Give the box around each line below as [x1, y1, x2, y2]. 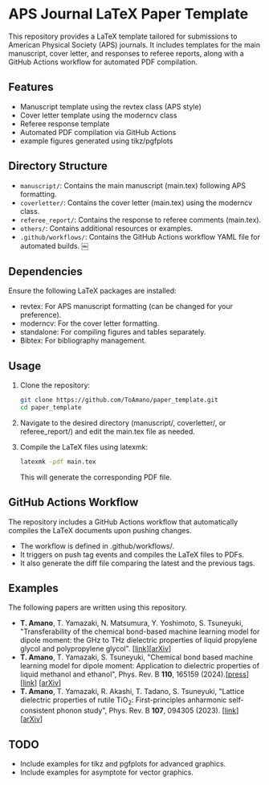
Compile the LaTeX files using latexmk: [19, 442, 149, 451]
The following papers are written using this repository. [8, 602, 187, 612]
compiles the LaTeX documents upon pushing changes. [8, 525, 192, 535]
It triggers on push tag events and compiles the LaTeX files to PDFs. [19, 549, 245, 559]
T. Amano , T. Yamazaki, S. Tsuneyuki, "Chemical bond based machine [19, 652, 254, 662]
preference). [19, 310, 62, 320]
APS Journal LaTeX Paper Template [8, 5, 249, 23]
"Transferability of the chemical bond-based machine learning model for [19, 627, 260, 636]
